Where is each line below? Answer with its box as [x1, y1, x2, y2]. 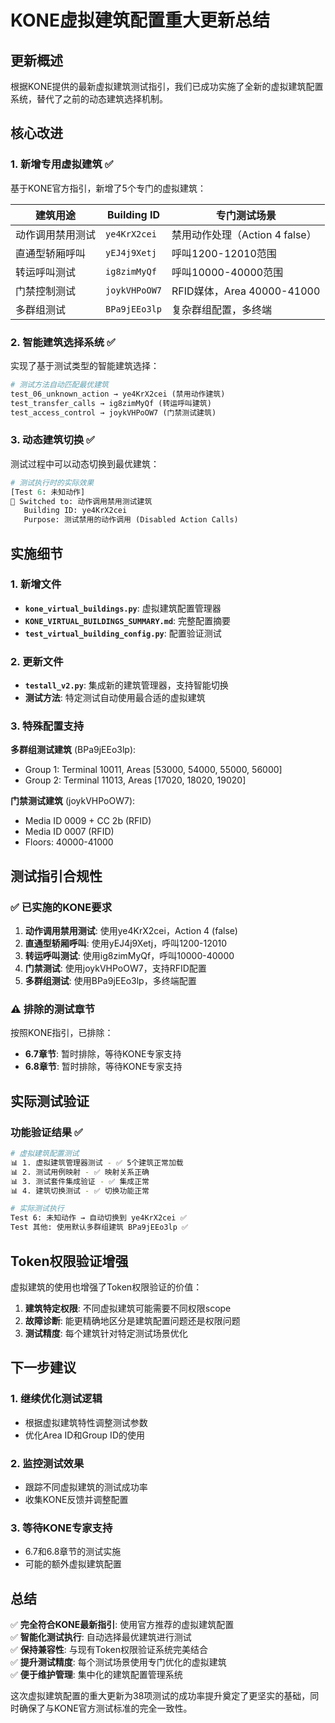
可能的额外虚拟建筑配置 [24, 1558, 122, 1570]
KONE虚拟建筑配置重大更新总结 [10, 9, 270, 32]
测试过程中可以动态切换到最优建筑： [10, 457, 160, 470]
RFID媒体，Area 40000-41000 [171, 284, 321, 298]
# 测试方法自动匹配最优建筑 [10, 379, 110, 390]
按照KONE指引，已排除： [10, 1027, 114, 1039]
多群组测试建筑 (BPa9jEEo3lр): [10, 744, 137, 756]
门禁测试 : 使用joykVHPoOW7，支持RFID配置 [24, 962, 207, 975]
